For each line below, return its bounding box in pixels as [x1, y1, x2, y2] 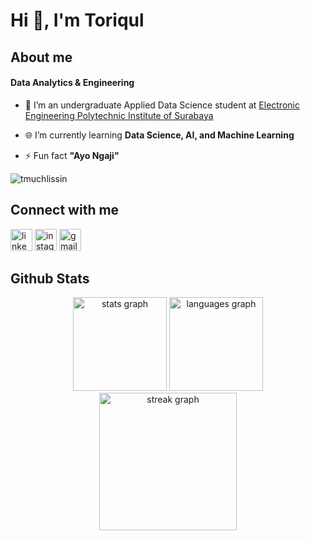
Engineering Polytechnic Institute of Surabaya [24, 109, 214, 121]
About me [10, 49, 73, 66]
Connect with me [10, 202, 120, 219]
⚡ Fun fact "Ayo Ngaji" [24, 149, 120, 161]
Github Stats [10, 270, 90, 287]
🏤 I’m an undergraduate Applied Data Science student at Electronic [24, 99, 300, 111]
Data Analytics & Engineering [10, 77, 135, 89]
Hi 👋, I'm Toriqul [10, 9, 145, 32]
